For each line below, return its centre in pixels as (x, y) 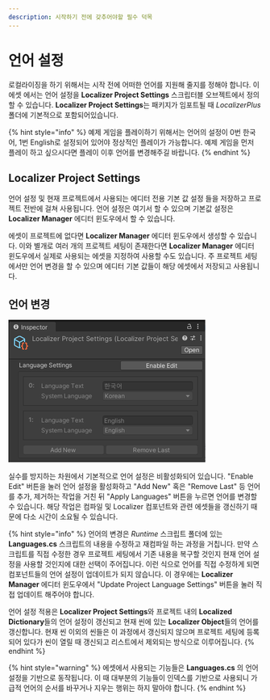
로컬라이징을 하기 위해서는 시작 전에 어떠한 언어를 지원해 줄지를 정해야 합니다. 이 (134, 84)
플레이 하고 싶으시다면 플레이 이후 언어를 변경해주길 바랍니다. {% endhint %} (130, 152)
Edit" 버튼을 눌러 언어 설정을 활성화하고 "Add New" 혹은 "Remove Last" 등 (127, 487)
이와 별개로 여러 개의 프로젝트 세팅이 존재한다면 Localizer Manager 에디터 (137, 246)
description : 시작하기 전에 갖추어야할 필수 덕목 (81, 17)
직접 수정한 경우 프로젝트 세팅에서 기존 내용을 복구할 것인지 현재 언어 (143, 555)
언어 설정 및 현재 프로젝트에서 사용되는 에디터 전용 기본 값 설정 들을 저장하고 (128, 199)
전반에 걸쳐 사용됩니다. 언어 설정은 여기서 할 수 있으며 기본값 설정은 (128, 209)
